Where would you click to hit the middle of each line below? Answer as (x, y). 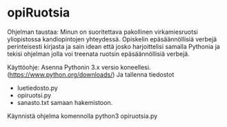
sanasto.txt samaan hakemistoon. (65, 102)
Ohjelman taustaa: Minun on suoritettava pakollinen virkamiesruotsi (102, 32)
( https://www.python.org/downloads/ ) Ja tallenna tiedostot (91, 75)
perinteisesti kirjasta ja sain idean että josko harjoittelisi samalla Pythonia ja (114, 46)
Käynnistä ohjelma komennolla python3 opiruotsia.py (82, 116)
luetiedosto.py (38, 88)
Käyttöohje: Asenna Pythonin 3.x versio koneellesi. (79, 67)
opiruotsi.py (34, 95)
